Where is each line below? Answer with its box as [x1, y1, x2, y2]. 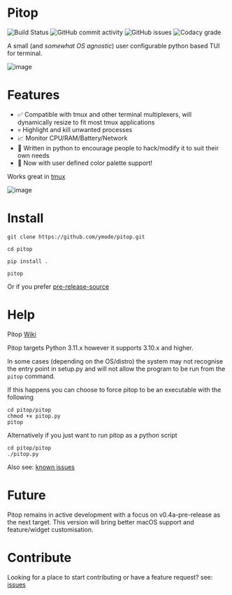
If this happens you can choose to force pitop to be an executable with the [7, 385, 222, 394]
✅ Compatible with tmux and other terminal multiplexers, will [17, 110, 192, 118]
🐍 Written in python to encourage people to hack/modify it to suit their [17, 143, 219, 152]
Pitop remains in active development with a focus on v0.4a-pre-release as [7, 510, 221, 519]
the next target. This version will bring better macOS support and [7, 517, 194, 526]
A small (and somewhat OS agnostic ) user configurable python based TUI [7, 41, 220, 50]
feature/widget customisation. [7, 525, 94, 533]
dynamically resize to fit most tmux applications [17, 117, 155, 127]
